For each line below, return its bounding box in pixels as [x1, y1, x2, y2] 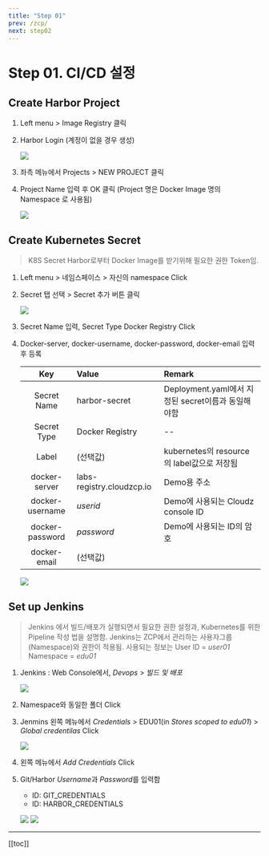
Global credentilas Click [19, 726, 99, 735]
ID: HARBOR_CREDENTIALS [31, 799, 124, 809]
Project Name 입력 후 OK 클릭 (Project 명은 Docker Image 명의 [19, 185, 222, 194]
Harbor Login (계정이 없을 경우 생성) [19, 136, 135, 145]
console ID [163, 506, 204, 517]
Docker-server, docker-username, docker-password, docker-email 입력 [19, 339, 255, 349]
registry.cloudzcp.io [76, 481, 152, 493]
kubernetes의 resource [163, 446, 250, 457]
